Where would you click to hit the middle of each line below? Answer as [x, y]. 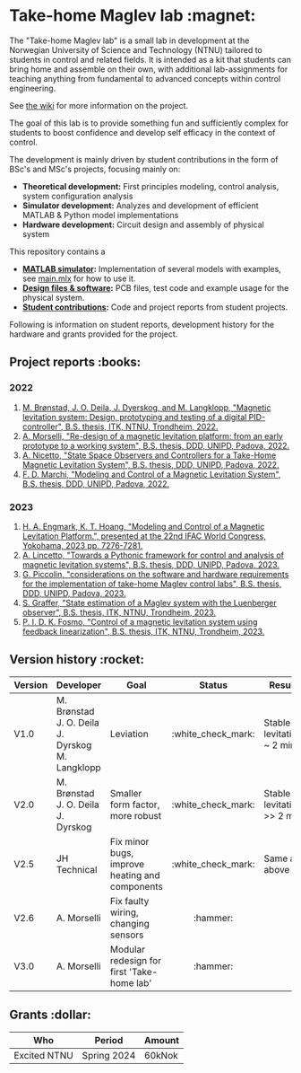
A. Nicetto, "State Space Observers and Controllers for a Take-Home [149, 455]
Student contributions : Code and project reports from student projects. [155, 307]
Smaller [126, 793]
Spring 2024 [109, 1055]
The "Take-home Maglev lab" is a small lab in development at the [129, 40]
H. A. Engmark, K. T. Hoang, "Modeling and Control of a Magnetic [143, 526]
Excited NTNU [43, 1055]
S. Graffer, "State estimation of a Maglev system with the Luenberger [150, 602]
